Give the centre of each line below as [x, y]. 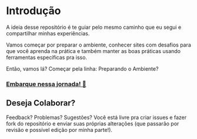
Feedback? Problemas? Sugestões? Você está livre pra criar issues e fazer [96, 117]
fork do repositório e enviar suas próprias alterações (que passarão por [93, 123]
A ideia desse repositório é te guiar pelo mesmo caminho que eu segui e [94, 27]
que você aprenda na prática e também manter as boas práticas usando [94, 51]
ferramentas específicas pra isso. [46, 57]
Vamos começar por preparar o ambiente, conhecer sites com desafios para [98, 45]
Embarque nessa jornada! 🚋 [46, 84]
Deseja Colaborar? [41, 103]
